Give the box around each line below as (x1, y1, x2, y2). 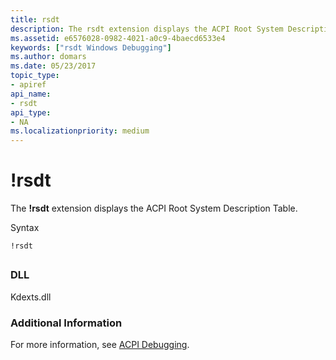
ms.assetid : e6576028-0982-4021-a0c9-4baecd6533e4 (10, 33, 226, 43)
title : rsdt (10, 14, 60, 25)
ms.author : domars (10, 52, 87, 62)
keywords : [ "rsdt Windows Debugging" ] (10, 42, 172, 53)
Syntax (10, 222, 40, 234)
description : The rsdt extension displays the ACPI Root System (10, 24, 284, 34)
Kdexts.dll (10, 291, 52, 303)
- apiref (10, 80, 47, 90)
